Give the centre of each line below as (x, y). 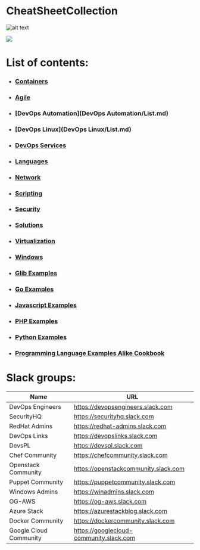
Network (28, 177)
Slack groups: (41, 377)
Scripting (29, 193)
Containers (31, 82)
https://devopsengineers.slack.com (123, 406)
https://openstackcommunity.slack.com (129, 468)
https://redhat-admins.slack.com (120, 426)
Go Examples (34, 289)
